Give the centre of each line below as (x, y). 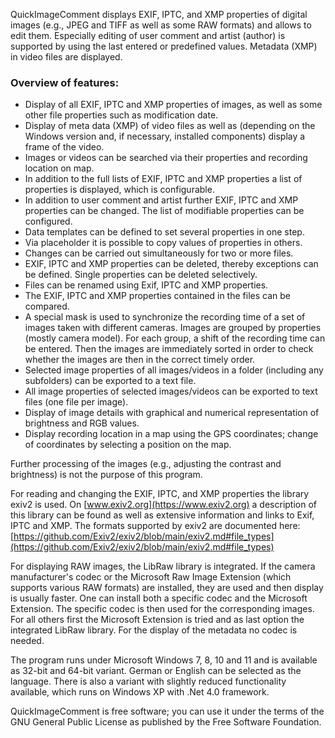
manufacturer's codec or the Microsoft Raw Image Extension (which (151, 577)
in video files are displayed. (66, 57)
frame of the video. (64, 147)
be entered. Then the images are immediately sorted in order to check (169, 349)
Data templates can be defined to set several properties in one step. (164, 232)
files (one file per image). (76, 402)
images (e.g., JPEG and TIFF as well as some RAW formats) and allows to (161, 25)
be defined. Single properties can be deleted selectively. (141, 275)
